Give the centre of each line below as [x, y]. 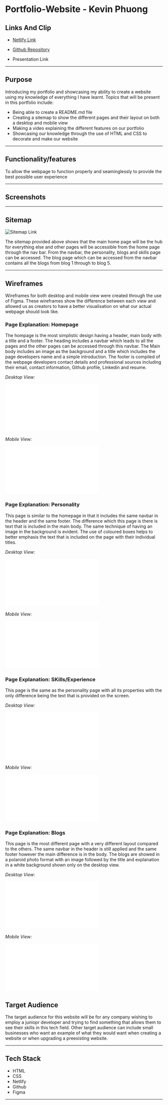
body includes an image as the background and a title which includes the [80, 352]
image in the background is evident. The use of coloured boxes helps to [79, 531]
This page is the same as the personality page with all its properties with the [84, 690]
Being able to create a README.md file [52, 112]
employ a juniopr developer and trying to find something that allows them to [83, 1022]
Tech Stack [23, 1059]
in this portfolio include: [29, 102]
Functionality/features [41, 159]
